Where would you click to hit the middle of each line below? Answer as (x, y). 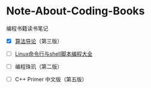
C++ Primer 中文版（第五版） (51, 80)
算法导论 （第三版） (39, 41)
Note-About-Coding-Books (75, 11)
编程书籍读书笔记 (27, 28)
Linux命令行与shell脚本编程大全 (54, 54)
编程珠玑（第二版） (39, 66)
